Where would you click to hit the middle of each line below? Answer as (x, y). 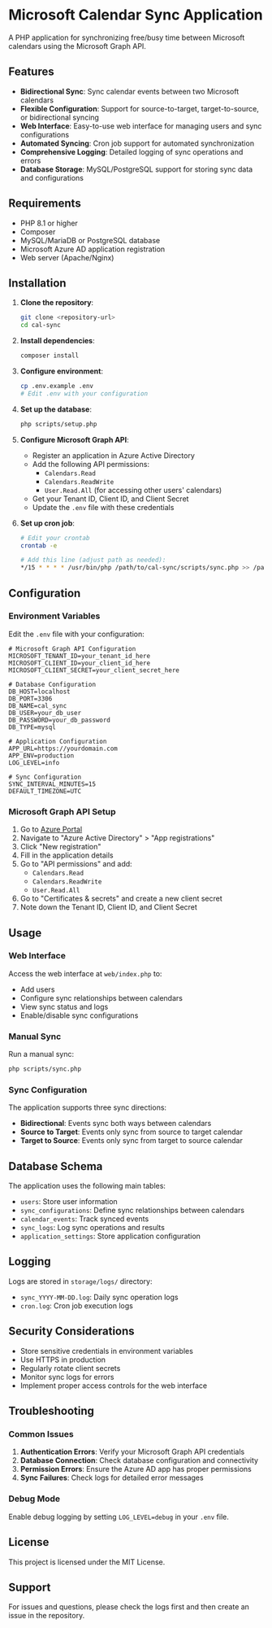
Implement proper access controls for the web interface (114, 1386)
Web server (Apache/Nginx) (67, 257)
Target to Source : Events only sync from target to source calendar (132, 1141)
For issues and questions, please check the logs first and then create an (129, 1607)
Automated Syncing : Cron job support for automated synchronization (137, 143)
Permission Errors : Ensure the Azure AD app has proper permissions (136, 1469)
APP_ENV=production (41, 755)
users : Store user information (69, 1202)
